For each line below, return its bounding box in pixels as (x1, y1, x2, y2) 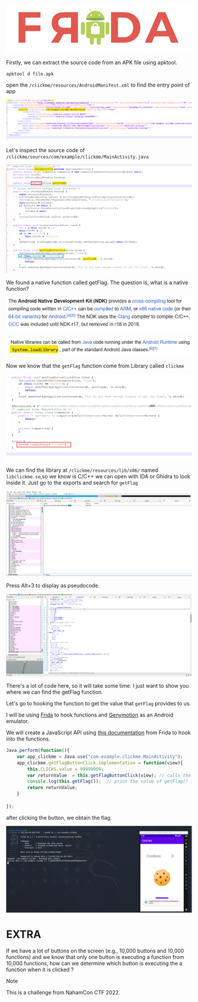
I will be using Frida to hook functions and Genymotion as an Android (6, 711, 174, 718)
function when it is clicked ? (6, 966, 74, 973)
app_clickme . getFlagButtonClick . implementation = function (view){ (16, 760, 183, 766)
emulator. (6, 718, 29, 725)
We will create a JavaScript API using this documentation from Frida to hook (6, 729, 191, 736)
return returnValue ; (27, 785, 78, 791)
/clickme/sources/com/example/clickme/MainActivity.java (6, 154, 149, 160)
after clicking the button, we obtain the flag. (6, 814, 112, 821)
